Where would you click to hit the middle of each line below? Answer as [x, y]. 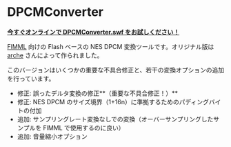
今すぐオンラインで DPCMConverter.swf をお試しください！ [93, 32]
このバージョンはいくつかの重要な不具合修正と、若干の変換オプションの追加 [116, 70]
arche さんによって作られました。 [55, 55]
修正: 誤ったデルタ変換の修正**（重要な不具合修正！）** [97, 93]
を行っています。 [31, 78]
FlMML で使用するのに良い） [84, 128]
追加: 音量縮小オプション [52, 136]
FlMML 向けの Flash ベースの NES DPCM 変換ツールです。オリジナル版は [111, 46]
